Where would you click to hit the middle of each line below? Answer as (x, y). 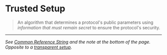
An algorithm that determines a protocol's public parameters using (85, 22)
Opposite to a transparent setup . (39, 47)
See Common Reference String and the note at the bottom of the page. (78, 42)
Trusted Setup (35, 9)
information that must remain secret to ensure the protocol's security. (89, 27)
